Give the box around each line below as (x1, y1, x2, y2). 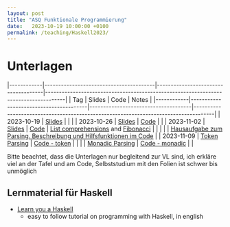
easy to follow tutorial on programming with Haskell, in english (27, 213, 204, 220)
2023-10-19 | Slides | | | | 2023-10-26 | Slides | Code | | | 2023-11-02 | (7, 118, 205, 126)
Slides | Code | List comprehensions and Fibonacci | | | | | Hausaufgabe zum (7, 124, 223, 133)
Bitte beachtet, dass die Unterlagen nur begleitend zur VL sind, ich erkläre (7, 152, 217, 161)
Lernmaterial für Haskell (7, 187, 113, 198)
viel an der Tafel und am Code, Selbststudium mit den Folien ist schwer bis (7, 160, 218, 168)
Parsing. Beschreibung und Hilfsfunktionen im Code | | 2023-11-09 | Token (7, 132, 218, 140)
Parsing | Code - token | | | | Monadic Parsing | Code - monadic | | (7, 139, 194, 148)
